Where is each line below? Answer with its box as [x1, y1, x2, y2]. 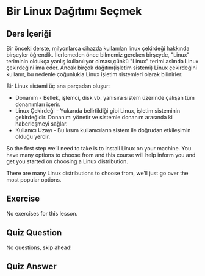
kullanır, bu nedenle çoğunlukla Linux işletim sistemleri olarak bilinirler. [6, 71, 183, 77]
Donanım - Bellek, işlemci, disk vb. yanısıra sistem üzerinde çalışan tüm [15, 94, 195, 101]
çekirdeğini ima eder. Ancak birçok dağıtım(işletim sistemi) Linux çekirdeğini [6, 64, 197, 71]
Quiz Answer [6, 261, 57, 272]
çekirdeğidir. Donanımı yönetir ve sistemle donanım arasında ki [15, 114, 173, 121]
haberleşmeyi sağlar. [15, 120, 68, 127]
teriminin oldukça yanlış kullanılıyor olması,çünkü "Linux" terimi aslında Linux [6, 58, 199, 65]
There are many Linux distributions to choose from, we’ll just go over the [6, 169, 189, 177]
